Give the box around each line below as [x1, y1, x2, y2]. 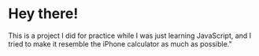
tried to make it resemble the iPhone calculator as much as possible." [8, 39, 232, 48]
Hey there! [8, 5, 79, 23]
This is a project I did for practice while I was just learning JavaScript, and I [8, 31, 252, 40]
